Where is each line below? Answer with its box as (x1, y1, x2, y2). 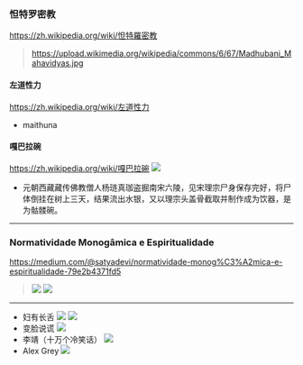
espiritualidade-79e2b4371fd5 (9, 266, 122, 277)
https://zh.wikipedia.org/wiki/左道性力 (9, 101, 151, 112)
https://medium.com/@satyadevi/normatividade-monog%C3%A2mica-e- (9, 257, 283, 267)
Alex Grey (22, 345, 60, 356)
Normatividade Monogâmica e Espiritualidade (9, 236, 215, 249)
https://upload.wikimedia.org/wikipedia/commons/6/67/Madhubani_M (31, 48, 292, 59)
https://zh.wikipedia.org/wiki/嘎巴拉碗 (9, 162, 151, 173)
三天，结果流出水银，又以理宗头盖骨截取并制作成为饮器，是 (69, 193, 291, 204)
